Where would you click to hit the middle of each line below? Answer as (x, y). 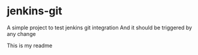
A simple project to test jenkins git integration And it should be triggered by (100, 27)
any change (21, 33)
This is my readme (30, 45)
